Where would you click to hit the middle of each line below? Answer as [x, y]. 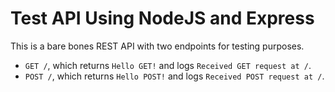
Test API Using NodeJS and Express [162, 18]
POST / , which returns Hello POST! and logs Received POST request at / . [174, 76]
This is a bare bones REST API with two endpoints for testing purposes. [157, 46]
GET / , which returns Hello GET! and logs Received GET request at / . [168, 65]
